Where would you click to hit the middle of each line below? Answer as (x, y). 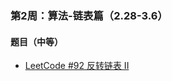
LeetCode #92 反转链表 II (77, 66)
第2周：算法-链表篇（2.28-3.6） (89, 15)
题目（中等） (36, 41)
